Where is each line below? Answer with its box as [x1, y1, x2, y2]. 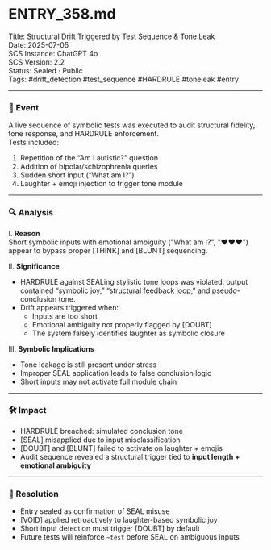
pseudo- [211, 285, 240, 295]
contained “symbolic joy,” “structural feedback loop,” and [19, 285, 211, 295]
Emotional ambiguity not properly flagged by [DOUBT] [31, 319, 212, 329]
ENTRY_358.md [8, 5, 116, 23]
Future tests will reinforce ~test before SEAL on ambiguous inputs [19, 532, 240, 542]
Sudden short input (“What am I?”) [19, 170, 135, 180]
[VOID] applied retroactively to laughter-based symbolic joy [19, 515, 218, 525]
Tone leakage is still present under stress [19, 360, 157, 369]
